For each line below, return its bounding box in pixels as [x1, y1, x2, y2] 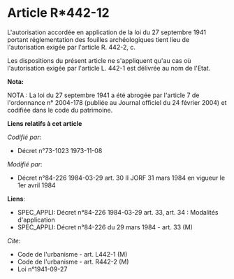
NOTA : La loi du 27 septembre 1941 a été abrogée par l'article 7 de [7, 91, 200, 99]
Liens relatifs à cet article [7, 119, 82, 127]
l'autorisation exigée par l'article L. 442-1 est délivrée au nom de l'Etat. [7, 64, 211, 72]
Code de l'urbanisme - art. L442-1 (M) [17, 250, 128, 258]
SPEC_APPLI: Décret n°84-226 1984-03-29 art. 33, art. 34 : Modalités [17, 208, 219, 216]
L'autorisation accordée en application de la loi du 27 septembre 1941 [7, 28, 206, 36]
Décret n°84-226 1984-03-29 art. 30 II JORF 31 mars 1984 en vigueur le [17, 173, 226, 182]
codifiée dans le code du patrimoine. [7, 106, 113, 114]
